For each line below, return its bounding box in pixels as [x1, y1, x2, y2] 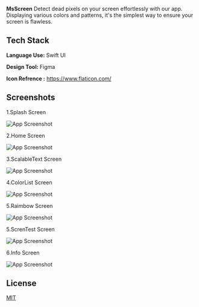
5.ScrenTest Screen [6, 225, 55, 233]
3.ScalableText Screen [6, 155, 62, 163]
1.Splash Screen [6, 108, 46, 115]
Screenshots [6, 92, 55, 103]
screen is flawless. [6, 18, 52, 25]
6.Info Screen [6, 249, 40, 256]
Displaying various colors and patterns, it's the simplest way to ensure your [6, 11, 194, 19]
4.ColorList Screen [6, 178, 52, 186]
